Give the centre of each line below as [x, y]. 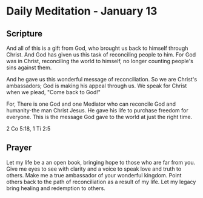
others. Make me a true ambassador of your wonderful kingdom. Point [94, 175]
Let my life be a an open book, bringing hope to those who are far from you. [101, 162]
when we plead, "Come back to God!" [54, 92]
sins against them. [29, 67]
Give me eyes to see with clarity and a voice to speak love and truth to [94, 169]
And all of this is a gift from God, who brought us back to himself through [97, 48]
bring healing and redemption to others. [56, 188]
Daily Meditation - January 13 [82, 11]
